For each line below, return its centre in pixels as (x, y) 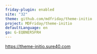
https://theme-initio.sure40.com (38, 46)
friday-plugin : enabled (30, 10)
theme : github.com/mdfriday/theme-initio (49, 19)
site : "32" (16, 14)
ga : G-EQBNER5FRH (23, 32)
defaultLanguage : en (27, 28)
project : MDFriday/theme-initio (39, 23)
